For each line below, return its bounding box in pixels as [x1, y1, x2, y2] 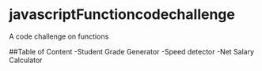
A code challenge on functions [9, 32, 109, 41]
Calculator [9, 55, 43, 65]
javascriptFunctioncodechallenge [9, 6, 236, 24]
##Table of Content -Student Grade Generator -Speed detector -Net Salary [9, 47, 255, 56]
